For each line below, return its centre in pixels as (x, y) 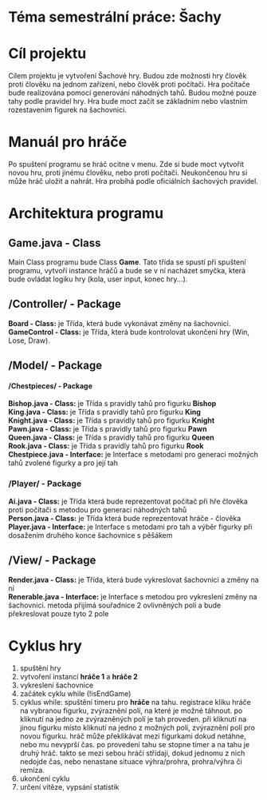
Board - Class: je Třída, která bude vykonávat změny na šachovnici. (120, 323)
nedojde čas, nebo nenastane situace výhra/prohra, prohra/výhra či (131, 761)
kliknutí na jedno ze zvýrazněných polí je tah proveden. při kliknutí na (133, 718)
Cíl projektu (47, 54)
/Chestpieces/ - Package (51, 386)
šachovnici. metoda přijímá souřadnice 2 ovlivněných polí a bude (115, 605)
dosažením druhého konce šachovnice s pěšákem (90, 535)
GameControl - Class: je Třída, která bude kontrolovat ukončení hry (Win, (129, 332)
